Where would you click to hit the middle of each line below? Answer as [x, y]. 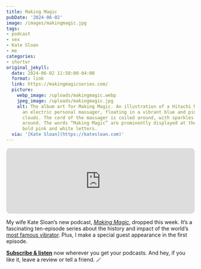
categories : [21, 56]
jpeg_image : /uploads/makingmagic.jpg [65, 101]
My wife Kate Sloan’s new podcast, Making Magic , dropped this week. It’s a [99, 222]
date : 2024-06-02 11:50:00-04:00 [53, 73]
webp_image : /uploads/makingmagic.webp [67, 95]
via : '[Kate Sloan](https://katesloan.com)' [68, 134]
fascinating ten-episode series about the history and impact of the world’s [97, 228]
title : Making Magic [32, 12]
